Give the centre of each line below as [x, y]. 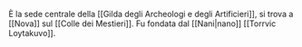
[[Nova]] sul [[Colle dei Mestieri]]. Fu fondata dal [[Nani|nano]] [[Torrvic [142, 23]
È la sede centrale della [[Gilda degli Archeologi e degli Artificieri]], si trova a [151, 14]
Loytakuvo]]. [32, 33]
